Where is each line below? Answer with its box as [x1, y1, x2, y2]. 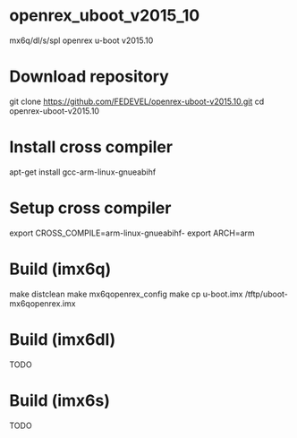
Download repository [9, 66, 170, 87]
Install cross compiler [9, 137, 173, 158]
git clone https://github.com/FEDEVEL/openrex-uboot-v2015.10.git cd [9, 96, 265, 107]
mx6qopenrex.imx [9, 297, 76, 309]
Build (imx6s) [9, 391, 110, 410]
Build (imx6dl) [9, 329, 116, 349]
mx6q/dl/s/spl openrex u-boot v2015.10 [9, 35, 154, 46]
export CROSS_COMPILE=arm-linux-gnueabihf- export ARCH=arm [9, 228, 255, 238]
